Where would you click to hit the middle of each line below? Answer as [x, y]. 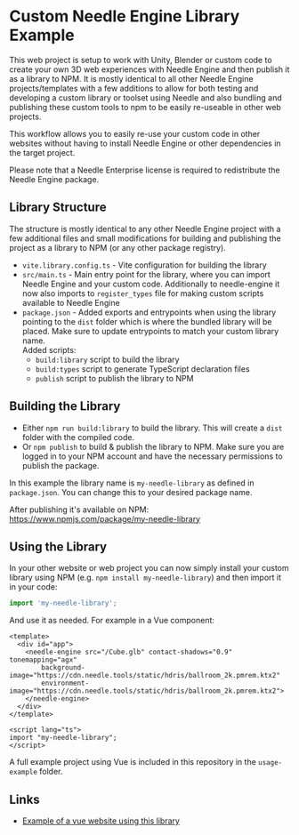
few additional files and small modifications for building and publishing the [145, 238]
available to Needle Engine [71, 302]
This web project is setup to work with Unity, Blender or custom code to [141, 60]
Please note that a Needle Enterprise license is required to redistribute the [145, 170]
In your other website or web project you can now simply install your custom [149, 568]
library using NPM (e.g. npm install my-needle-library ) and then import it [145, 578]
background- [64, 668]
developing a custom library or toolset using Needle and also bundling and [145, 97]
